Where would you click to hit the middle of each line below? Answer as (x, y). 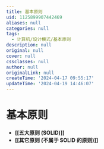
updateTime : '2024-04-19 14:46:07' (50, 84)
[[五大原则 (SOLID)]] (40, 132)
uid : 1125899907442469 (34, 17)
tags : (13, 34)
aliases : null (24, 23)
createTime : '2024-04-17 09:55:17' (50, 78)
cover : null (21, 56)
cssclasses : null (28, 61)
